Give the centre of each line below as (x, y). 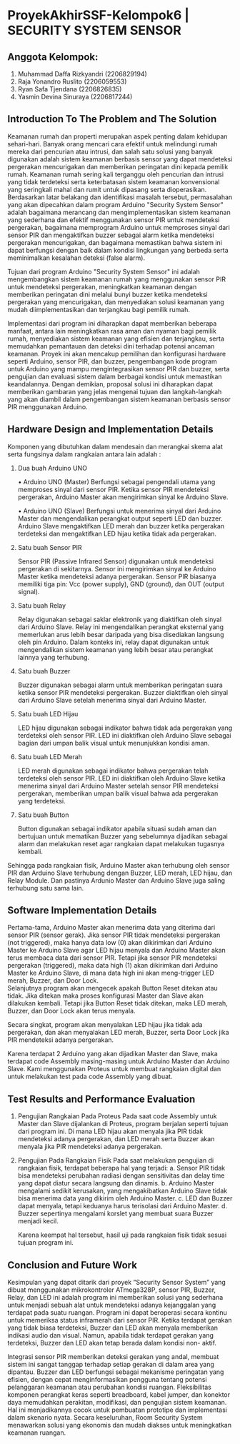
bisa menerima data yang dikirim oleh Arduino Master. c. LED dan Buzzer (125, 1198)
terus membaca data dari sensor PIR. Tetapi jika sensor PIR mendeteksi (112, 958)
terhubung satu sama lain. (46, 888)
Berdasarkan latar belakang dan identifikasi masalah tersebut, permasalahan (120, 197)
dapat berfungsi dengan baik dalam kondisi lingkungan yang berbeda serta (118, 250)
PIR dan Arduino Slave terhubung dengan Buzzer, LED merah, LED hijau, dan (120, 873)
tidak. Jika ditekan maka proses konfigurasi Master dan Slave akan (105, 996)
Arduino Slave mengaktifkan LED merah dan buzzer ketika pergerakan (121, 526)
